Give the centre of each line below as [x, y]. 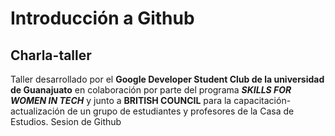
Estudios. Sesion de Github [66, 121]
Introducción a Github [102, 18]
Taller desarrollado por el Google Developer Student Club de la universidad [167, 79]
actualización [38, 111]
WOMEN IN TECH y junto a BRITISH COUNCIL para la [121, 100]
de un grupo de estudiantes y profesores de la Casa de [180, 111]
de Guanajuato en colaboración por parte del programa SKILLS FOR [151, 90]
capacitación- [262, 100]
